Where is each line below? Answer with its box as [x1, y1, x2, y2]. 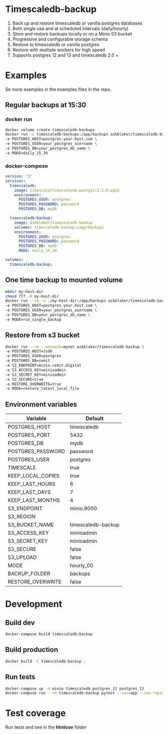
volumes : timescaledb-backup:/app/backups [14, 225, 104, 230]
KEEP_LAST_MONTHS [7, 497, 60, 504]
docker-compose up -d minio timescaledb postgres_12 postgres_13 [5, 686, 144, 691]
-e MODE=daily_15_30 [5, 151, 48, 156]
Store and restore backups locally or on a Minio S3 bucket [12, 31, 132, 37]
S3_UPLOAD [7, 554, 37, 561]
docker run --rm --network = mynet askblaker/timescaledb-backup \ [5, 344, 144, 349]
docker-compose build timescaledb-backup [5, 632, 93, 637]
